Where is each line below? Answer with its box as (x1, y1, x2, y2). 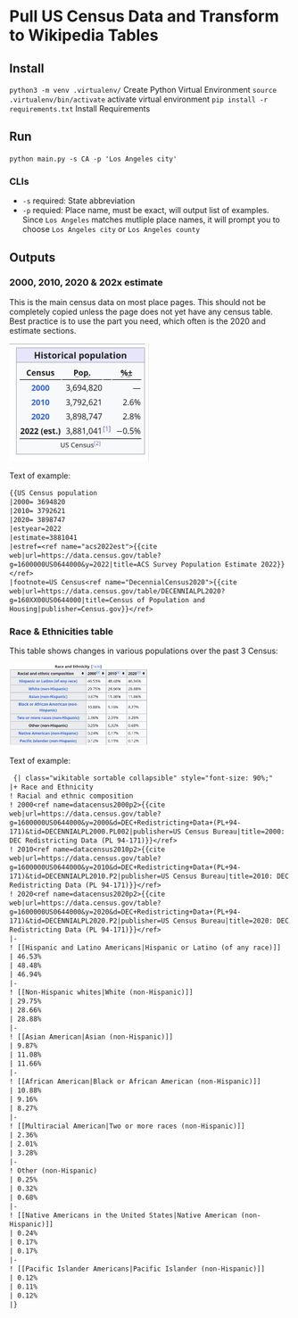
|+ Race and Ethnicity (9, 783, 94, 792)
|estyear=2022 (9, 524, 62, 533)
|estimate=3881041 (9, 533, 78, 542)
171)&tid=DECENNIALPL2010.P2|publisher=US (9, 872, 170, 881)
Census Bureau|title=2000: (184, 827, 286, 836)
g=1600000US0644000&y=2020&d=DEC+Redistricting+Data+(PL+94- (9, 908, 242, 916)
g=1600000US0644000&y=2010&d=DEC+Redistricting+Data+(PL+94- (9, 863, 242, 872)
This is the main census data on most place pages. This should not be (9, 296, 266, 307)
